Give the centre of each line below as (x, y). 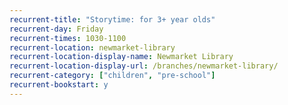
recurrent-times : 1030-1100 (68, 38)
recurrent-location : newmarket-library (92, 47)
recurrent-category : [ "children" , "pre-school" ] (112, 76)
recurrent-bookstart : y (59, 85)
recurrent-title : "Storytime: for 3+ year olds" (112, 19)
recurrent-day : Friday (56, 29)
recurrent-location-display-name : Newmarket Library (121, 57)
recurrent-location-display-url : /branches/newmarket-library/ (144, 66)
